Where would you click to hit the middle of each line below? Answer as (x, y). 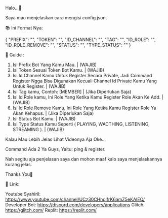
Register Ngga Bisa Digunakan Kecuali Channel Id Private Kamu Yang (85, 81)
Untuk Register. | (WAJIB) (39, 86)
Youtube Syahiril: (23, 194)
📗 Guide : (15, 55)
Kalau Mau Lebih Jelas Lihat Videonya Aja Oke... (56, 139)
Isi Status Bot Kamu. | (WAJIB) (44, 119)
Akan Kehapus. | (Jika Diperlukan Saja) (53, 113)
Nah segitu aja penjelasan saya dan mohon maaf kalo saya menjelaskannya (84, 159)
